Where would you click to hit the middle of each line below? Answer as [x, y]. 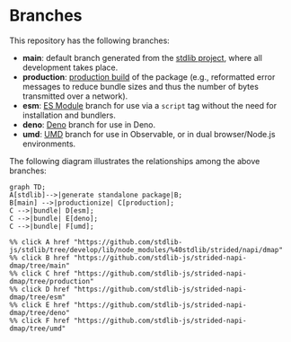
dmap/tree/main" [40, 266]
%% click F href [40, 320]
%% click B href [40, 258]
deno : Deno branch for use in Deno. [89, 124]
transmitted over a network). [75, 96]
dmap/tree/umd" [38, 329]
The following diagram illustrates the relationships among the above [135, 161]
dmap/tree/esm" [38, 297]
